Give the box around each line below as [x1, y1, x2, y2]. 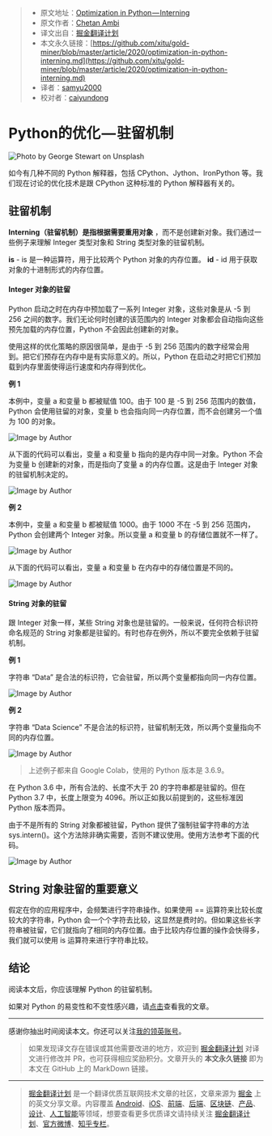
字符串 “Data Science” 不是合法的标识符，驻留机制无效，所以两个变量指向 [8, 723, 255, 732]
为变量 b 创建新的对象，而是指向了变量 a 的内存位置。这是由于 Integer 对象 [8, 459, 258, 468]
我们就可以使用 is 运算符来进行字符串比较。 [8, 935, 153, 945]
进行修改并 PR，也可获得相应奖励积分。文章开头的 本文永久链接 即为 [35, 1053, 264, 1063]
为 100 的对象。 [8, 416, 61, 426]
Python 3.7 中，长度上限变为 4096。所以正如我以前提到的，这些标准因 [8, 793, 244, 803]
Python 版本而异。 [8, 803, 70, 812]
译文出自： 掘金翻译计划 [40, 28, 119, 37]
